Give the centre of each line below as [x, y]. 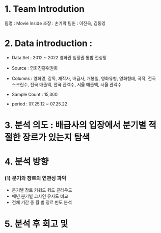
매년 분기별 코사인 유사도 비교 [40, 196]
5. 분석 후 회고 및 [36, 224]
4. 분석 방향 [27, 162]
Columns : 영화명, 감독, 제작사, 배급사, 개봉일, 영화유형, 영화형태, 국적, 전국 [84, 78]
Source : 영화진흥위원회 [35, 68]
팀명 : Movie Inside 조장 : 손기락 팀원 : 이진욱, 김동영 [55, 23]
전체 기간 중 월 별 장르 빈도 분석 [42, 202]
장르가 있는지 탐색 [56, 138]
